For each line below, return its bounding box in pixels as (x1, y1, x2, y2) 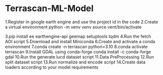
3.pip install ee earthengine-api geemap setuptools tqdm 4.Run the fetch (5, 33, 151, 39)
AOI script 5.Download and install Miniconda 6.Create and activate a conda (5, 38, 155, 44)
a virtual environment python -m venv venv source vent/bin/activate (5, 24, 142, 30)
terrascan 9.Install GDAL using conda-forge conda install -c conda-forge (5, 49, 151, 55)
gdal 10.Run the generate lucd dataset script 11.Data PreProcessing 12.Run (5, 54, 154, 60)
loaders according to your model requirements (5, 64, 99, 70)
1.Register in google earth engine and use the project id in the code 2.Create (5, 19, 159, 25)
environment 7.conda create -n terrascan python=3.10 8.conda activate (5, 44, 148, 49)
